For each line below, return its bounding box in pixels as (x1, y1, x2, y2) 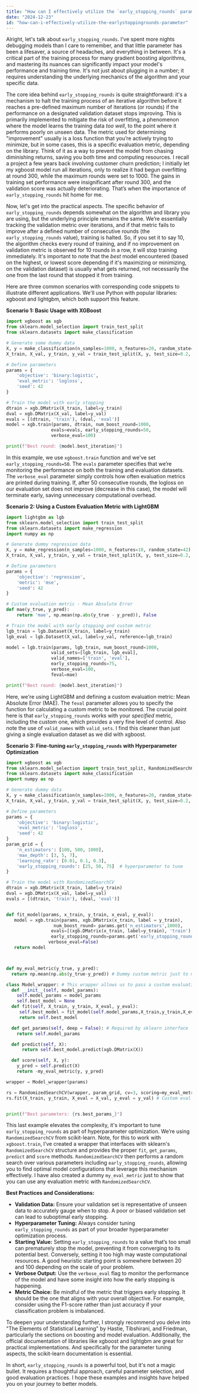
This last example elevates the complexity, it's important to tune (6, 1122, 161, 1129)
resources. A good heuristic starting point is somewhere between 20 (14, 1257, 181, 1264)
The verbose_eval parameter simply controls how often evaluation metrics (6, 472, 186, 479)
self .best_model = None (16, 998, 75, 1004)
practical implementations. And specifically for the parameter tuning (6, 1344, 171, 1351)
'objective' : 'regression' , (16, 574, 85, 580)
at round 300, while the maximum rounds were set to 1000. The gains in (6, 172, 180, 180)
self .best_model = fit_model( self (19, 1009, 104, 1015)
